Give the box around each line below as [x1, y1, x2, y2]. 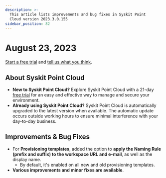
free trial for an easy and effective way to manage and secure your [12, 92, 150, 97]
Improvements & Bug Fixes [5, 133, 90, 141]
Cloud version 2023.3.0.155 [9, 16, 68, 21]
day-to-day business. [12, 118, 56, 124]
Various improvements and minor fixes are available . [12, 167, 124, 173]
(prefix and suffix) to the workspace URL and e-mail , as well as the [12, 151, 153, 157]
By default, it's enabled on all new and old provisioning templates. [19, 162, 156, 168]
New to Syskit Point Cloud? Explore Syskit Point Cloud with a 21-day [12, 87, 154, 92]
